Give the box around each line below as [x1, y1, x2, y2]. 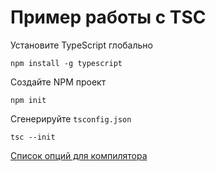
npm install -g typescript [10, 58, 123, 68]
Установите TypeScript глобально [10, 39, 153, 51]
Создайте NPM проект [10, 76, 107, 88]
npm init [10, 95, 47, 105]
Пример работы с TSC [10, 6, 207, 29]
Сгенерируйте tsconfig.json [10, 112, 132, 125]
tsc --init [10, 132, 56, 142]
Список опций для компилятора [10, 149, 148, 161]
